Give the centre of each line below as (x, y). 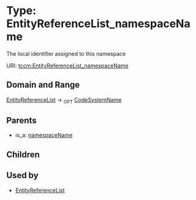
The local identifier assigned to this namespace (66, 53)
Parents (21, 120)
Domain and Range (43, 85)
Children (23, 154)
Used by (22, 175)
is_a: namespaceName (44, 135)
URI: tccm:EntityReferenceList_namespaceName (67, 66)
